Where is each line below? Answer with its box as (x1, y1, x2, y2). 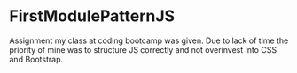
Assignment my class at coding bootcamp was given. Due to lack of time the (9, 35, 289, 46)
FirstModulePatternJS (9, 6, 176, 26)
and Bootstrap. (9, 54, 64, 64)
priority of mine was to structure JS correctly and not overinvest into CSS (9, 44, 277, 55)
